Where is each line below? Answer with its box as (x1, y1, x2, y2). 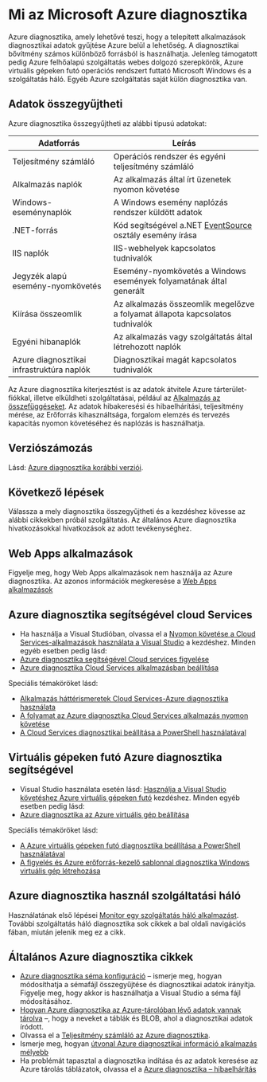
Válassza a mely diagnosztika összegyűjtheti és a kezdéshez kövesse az (8, 507, 246, 516)
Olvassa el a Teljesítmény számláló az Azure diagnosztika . (19, 1030, 211, 1041)
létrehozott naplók (113, 341, 181, 352)
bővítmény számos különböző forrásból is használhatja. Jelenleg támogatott (8, 49, 258, 58)
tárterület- (214, 384, 248, 394)
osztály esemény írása (113, 229, 197, 241)
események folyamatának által (113, 275, 227, 286)
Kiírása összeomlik (12, 308, 83, 320)
